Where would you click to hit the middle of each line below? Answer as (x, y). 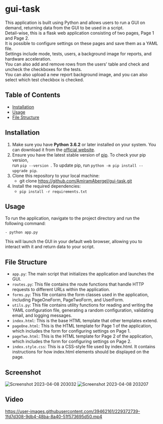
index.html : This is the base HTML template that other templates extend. (85, 321)
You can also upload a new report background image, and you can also (76, 74)
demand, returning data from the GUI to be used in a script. (64, 27)
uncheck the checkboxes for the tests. (44, 69)
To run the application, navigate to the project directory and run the (72, 218)
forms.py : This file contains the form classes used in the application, (80, 295)
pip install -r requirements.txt (53, 192)
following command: (26, 223)
